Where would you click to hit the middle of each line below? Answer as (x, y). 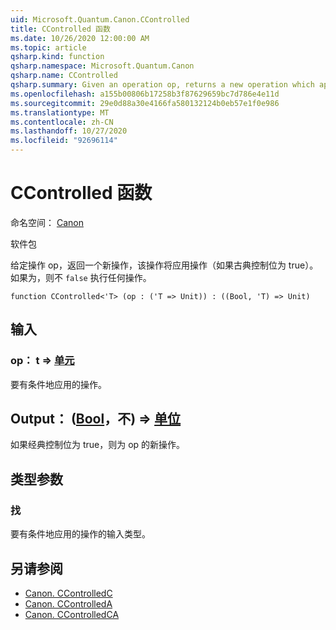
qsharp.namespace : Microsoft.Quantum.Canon (102, 66)
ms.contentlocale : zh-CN (62, 122)
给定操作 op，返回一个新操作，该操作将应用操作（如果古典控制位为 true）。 (164, 265)
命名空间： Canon (47, 222)
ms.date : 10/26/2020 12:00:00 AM (80, 38)
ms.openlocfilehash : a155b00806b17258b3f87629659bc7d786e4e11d (145, 94)
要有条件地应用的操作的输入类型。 (80, 534)
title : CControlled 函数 (60, 29)
